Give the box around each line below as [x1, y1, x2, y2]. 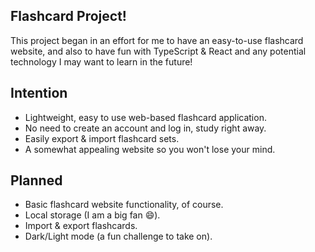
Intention [10, 85, 68, 102]
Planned [10, 172, 63, 189]
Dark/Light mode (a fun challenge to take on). [24, 230, 213, 243]
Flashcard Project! [10, 8, 127, 25]
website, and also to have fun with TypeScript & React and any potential [10, 45, 307, 57]
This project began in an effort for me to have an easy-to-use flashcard [10, 34, 304, 46]
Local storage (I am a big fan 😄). [24, 209, 161, 221]
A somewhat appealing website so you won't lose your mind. [24, 143, 276, 155]
